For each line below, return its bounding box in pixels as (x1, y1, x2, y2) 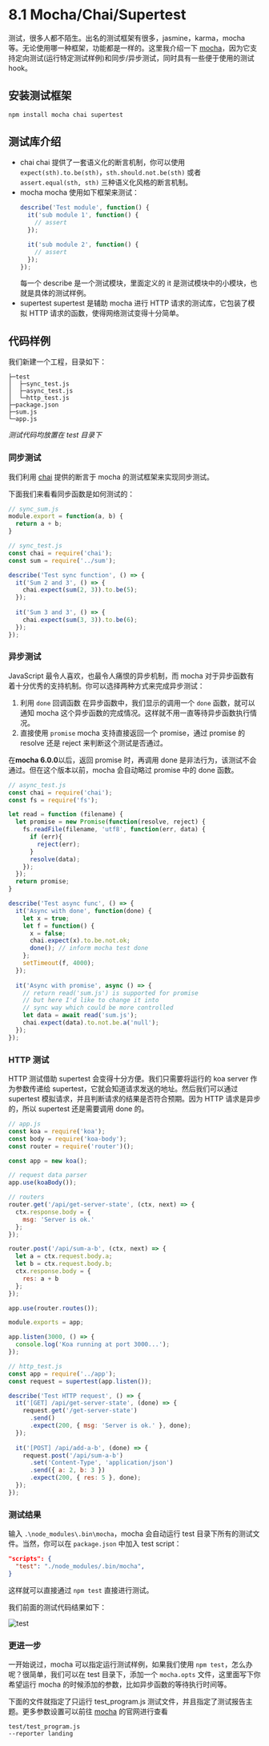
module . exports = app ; (8, 1319, 84, 1327)
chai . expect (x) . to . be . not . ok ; (29, 936, 130, 945)
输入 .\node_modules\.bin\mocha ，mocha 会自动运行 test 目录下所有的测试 (8, 1529, 254, 1538)
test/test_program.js (8, 1722, 81, 1731)
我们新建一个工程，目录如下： (8, 357, 106, 366)
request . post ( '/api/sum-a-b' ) (22, 1451, 124, 1460)
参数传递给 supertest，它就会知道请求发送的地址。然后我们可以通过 (14, 1084, 239, 1093)
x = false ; (29, 929, 66, 937)
